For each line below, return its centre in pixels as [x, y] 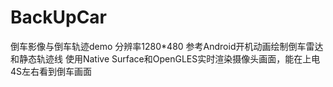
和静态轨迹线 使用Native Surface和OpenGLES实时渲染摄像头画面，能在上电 [165, 58]
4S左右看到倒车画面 [51, 71]
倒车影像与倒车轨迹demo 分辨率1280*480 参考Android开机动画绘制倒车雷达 [167, 46]
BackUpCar [59, 17]
